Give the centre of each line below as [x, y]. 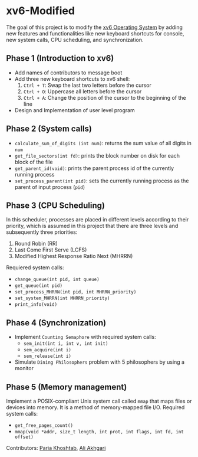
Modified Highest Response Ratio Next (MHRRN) [74, 256]
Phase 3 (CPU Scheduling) [55, 205]
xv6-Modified [41, 11]
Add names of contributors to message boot [68, 73]
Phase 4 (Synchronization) [56, 323]
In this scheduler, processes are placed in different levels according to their [98, 220]
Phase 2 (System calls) [49, 129]
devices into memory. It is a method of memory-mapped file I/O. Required [95, 407]
